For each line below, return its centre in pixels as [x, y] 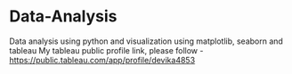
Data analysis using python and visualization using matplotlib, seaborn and [146, 41]
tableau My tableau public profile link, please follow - [106, 50]
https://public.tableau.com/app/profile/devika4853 [102, 60]
